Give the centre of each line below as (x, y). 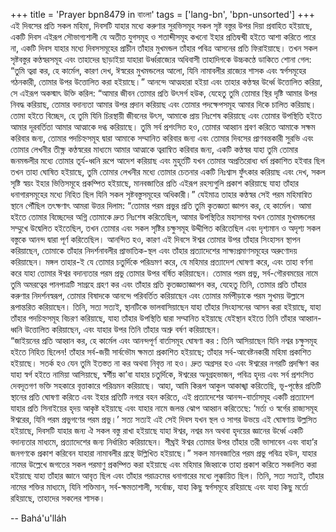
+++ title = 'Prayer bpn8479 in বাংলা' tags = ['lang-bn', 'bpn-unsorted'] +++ (162, 14)
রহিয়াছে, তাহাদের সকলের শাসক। (58, 498)
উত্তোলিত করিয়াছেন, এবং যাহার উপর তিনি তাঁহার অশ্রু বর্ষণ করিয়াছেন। (123, 329)
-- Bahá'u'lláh (38, 518)
